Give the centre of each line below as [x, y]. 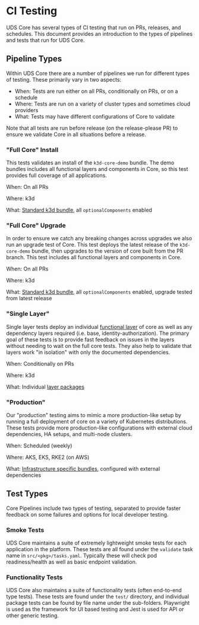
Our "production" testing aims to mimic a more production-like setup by [94, 415]
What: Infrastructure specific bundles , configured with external [83, 468]
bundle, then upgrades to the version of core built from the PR [108, 251]
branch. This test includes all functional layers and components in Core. [94, 257]
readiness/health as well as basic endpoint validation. [72, 562]
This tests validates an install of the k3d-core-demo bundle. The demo [90, 163]
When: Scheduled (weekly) [39, 446]
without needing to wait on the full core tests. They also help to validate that [99, 346]
